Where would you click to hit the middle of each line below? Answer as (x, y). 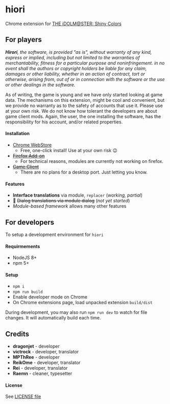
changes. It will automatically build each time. (53, 318)
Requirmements (23, 246)
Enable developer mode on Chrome (50, 297)
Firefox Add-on (29, 156)
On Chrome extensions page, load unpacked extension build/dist (82, 303)
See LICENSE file (23, 397)
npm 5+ (21, 263)
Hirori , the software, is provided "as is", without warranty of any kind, (79, 52)
